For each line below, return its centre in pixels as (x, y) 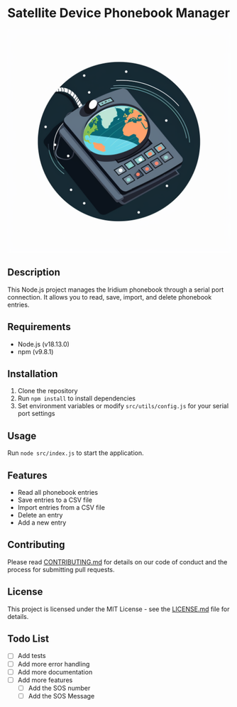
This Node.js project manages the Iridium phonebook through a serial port (116, 290)
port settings (36, 414)
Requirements (39, 327)
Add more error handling (54, 664)
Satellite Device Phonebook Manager (119, 13)
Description (34, 272)
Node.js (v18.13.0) (43, 344)
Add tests (32, 656)
